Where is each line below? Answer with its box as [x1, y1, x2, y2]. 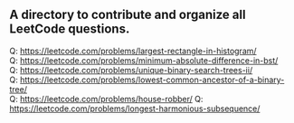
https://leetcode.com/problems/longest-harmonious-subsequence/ [9, 103, 261, 114]
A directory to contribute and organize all [9, 7, 246, 23]
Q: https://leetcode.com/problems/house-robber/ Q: [9, 93, 204, 104]
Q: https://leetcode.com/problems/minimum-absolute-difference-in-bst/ [9, 54, 279, 66]
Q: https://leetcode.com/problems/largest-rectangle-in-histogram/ [9, 45, 257, 56]
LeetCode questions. [9, 22, 130, 37]
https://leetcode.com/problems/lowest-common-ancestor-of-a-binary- [19, 74, 285, 85]
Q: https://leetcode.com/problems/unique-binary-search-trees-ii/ [9, 64, 253, 75]
